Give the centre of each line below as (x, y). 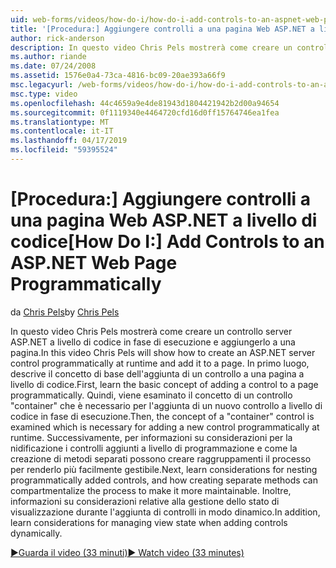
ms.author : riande (48, 57)
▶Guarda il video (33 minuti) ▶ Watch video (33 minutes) (127, 552)
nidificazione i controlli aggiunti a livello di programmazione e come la (154, 448)
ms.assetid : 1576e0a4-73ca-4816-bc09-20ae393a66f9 (118, 76)
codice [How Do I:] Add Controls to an (167, 242)
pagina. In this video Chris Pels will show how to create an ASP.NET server (163, 352)
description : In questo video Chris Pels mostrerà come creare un (151, 47)
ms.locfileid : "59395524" (64, 150)
